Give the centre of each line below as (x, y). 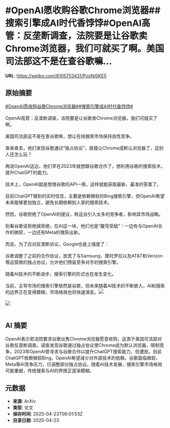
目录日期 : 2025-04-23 (36, 420)
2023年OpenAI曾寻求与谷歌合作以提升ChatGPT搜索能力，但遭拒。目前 (88, 351)
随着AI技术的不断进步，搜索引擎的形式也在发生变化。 (61, 274)
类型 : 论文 (23, 408)
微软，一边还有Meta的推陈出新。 (48, 232)
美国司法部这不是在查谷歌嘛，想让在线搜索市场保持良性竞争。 (70, 136)
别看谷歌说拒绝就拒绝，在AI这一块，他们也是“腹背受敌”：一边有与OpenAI (82, 226)
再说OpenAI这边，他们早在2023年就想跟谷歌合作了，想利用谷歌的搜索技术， (85, 166)
